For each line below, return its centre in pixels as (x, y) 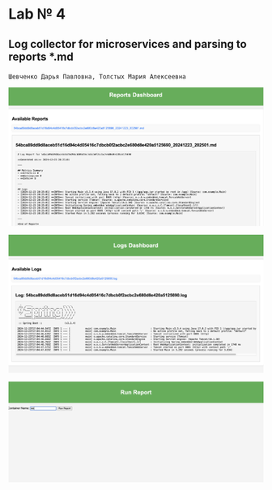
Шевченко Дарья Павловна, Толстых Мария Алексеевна (97, 77)
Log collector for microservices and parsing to (127, 44)
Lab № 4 (37, 14)
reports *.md (41, 56)
